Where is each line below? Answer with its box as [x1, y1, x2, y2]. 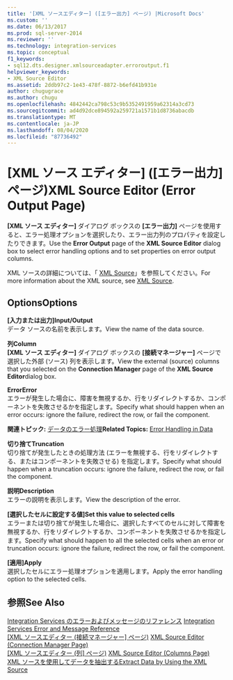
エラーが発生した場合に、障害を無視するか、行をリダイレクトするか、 [7, 394, 209, 402]
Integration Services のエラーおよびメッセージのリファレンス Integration [7, 617, 215, 625]
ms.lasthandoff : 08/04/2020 [7, 127, 89, 134]
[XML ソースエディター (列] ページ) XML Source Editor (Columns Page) [7, 649, 210, 657]
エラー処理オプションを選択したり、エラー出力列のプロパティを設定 [25, 230, 220, 239]
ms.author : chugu [7, 95, 58, 102]
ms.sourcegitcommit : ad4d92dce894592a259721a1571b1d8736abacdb [7, 107, 195, 114]
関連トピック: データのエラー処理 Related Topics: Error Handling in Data [7, 425, 214, 433]
